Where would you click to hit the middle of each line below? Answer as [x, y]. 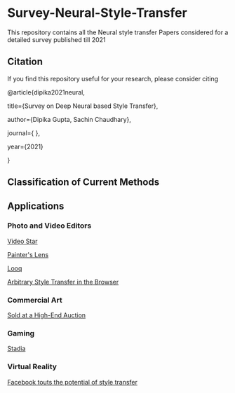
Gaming [21, 333]
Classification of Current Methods [83, 182]
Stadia [16, 349]
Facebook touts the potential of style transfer [73, 382]
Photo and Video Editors [49, 226]
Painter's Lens [28, 254]
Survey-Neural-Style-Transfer [97, 13]
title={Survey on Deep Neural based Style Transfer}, [83, 106]
